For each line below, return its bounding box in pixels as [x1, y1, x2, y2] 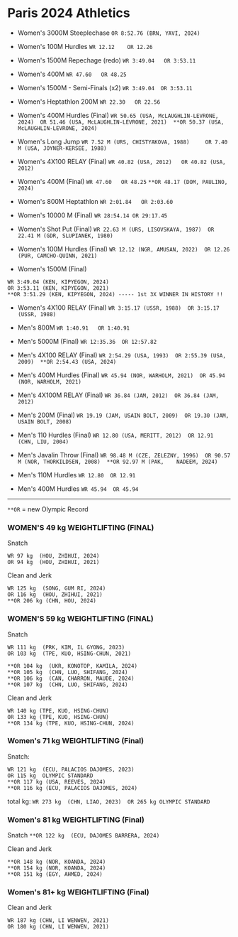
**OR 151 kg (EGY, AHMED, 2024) [7, 871, 103, 878]
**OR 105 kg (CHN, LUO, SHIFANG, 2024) [7, 668, 129, 676]
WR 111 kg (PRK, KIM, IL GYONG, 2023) [7, 644, 125, 651]
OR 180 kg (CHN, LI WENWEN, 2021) [7, 924, 110, 931]
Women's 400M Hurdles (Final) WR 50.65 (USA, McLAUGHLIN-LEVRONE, [17, 111, 219, 119]
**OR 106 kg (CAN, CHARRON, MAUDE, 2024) [7, 675, 135, 682]
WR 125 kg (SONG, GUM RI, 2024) [7, 585, 106, 592]
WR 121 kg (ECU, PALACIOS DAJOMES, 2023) [7, 766, 135, 773]
